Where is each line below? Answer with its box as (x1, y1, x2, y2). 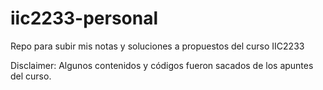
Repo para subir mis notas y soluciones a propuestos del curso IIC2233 (10, 40, 305, 52)
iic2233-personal (10, 7, 159, 30)
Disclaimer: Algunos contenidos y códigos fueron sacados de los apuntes (10, 59, 314, 71)
